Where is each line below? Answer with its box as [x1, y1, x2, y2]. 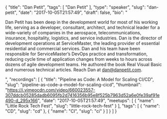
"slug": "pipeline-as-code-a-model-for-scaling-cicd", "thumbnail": [5, 82, 142, 88]
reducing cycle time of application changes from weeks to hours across [5, 56, 153, 62]
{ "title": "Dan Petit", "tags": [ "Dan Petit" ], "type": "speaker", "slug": [5, 4, 146, 10]
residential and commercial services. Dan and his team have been [5, 46, 141, 51]
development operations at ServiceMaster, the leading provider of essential [5, 40, 160, 46]
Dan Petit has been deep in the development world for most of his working [5, 19, 158, 25]
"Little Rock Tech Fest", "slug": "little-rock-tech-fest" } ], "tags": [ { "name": [5, 103, 161, 109]
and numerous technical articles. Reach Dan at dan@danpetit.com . [5, 67, 143, 73]
